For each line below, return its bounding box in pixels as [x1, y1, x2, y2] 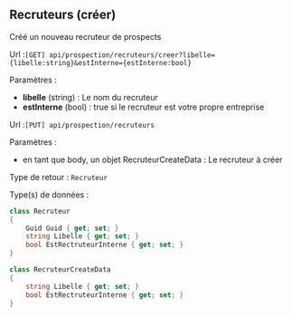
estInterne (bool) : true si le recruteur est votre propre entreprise [22, 101, 265, 112]
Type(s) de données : [9, 189, 89, 200]
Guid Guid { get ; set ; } [25, 224, 119, 233]
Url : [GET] [9, 49, 46, 60]
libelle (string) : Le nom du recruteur [22, 91, 158, 102]
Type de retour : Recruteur [9, 171, 108, 182]
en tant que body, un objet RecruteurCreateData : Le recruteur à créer [22, 154, 283, 165]
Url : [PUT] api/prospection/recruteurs [9, 119, 155, 129]
